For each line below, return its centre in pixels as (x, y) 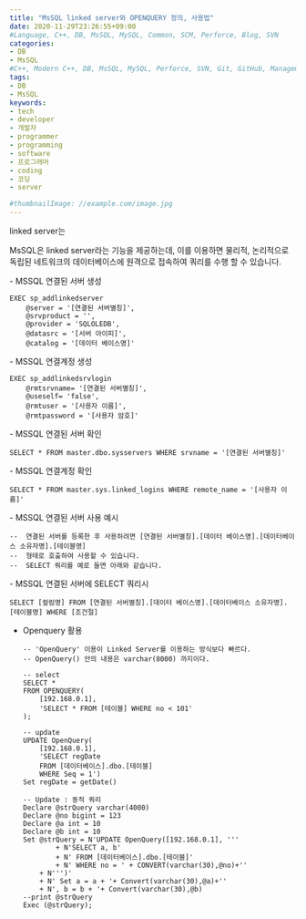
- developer (32, 119)
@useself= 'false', (63, 397)
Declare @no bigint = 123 (71, 816)
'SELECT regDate (70, 757)
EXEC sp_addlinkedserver (56, 298)
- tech (22, 111)
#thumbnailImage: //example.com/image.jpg (91, 204)
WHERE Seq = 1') (70, 774)
